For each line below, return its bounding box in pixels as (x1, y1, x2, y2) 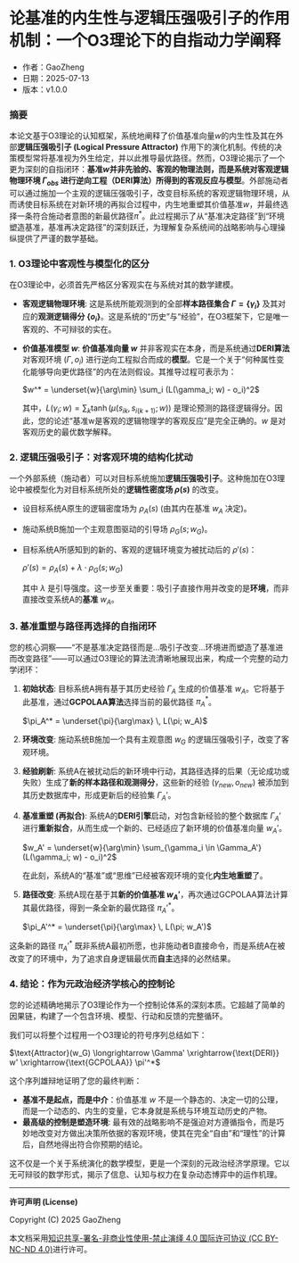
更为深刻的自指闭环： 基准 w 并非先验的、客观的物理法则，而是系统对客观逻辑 (9, 164, 289, 175)
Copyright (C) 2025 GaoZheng (9, 1215, 122, 1226)
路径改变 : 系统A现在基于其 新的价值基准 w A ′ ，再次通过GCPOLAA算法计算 (21, 889, 288, 902)
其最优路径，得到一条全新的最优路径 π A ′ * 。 (21, 901, 180, 915)
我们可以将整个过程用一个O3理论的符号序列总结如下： (9, 1030, 207, 1041)
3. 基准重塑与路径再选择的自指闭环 (9, 619, 158, 632)
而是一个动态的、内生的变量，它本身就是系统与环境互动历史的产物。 (21, 1106, 272, 1117)
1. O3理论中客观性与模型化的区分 (9, 257, 149, 270)
